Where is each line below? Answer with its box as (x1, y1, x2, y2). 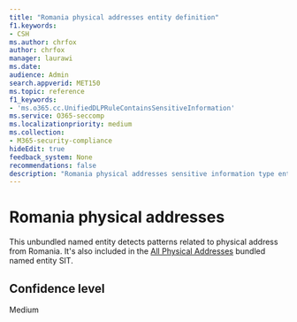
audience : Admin (9, 71, 69, 80)
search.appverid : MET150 (9, 79, 101, 88)
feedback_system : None (9, 152, 93, 162)
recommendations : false (9, 161, 97, 170)
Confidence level (9, 280, 105, 296)
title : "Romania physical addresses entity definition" (9, 12, 219, 22)
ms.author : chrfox (9, 37, 77, 47)
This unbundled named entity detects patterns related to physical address (9, 236, 278, 248)
